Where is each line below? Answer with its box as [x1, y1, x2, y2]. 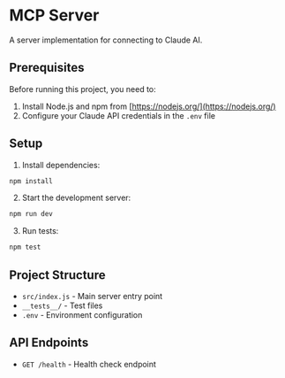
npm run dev [9, 210, 53, 219]
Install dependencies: [21, 159, 101, 170]
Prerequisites [9, 60, 85, 75]
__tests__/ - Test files [21, 300, 103, 311]
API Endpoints [9, 336, 89, 351]
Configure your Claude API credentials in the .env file [21, 110, 216, 120]
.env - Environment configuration [21, 310, 143, 320]
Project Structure [9, 267, 106, 282]
